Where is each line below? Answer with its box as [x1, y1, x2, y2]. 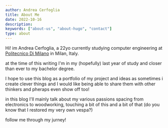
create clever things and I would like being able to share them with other [5, 81, 156, 87]
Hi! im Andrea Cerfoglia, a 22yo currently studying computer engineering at [5, 45, 163, 51]
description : [5, 21, 33, 27]
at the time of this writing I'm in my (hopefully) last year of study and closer [5, 60, 162, 66]
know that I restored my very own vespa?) [5, 107, 93, 113]
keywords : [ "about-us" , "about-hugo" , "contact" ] [5, 26, 112, 31]
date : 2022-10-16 [5, 17, 42, 22]
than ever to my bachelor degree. [5, 66, 75, 72]
